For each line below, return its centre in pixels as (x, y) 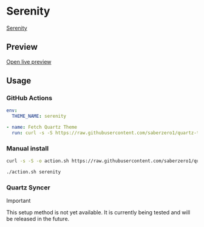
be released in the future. (38, 219)
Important (19, 201)
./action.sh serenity (34, 172)
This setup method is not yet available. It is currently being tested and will (98, 212)
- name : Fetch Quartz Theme (42, 127)
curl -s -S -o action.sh (38, 161)
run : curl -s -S (32, 133)
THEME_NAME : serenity (39, 117)
